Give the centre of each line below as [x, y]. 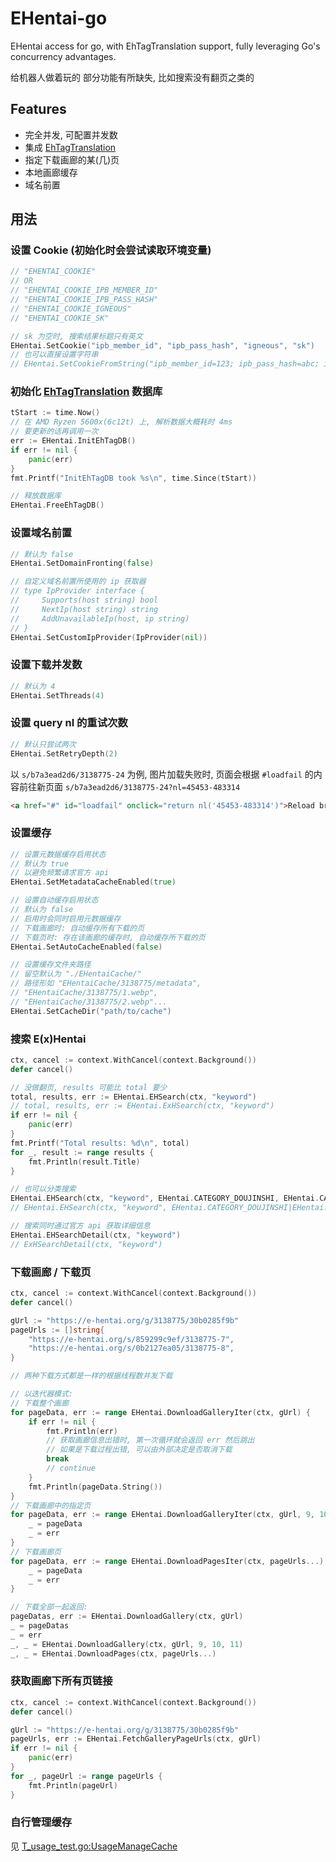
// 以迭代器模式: [41, 1394]
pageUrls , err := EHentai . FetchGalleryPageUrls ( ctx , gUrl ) [136, 1739]
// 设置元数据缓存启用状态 [58, 854]
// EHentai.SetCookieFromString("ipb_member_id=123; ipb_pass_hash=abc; [165, 364]
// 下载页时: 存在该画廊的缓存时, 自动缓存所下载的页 [108, 937]
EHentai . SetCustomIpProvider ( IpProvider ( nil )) [109, 637]
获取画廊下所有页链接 [61, 1681]
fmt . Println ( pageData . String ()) [95, 1487]
